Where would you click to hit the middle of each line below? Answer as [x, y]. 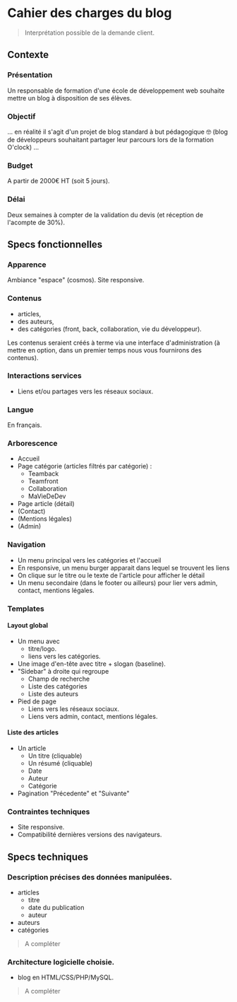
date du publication [56, 908]
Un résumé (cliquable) [60, 764]
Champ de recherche [59, 679]
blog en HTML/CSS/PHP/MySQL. [66, 977]
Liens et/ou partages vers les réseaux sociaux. [85, 391]
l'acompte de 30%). [36, 222]
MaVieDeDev [47, 496]
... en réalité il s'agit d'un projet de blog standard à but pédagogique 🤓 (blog [117, 132]
